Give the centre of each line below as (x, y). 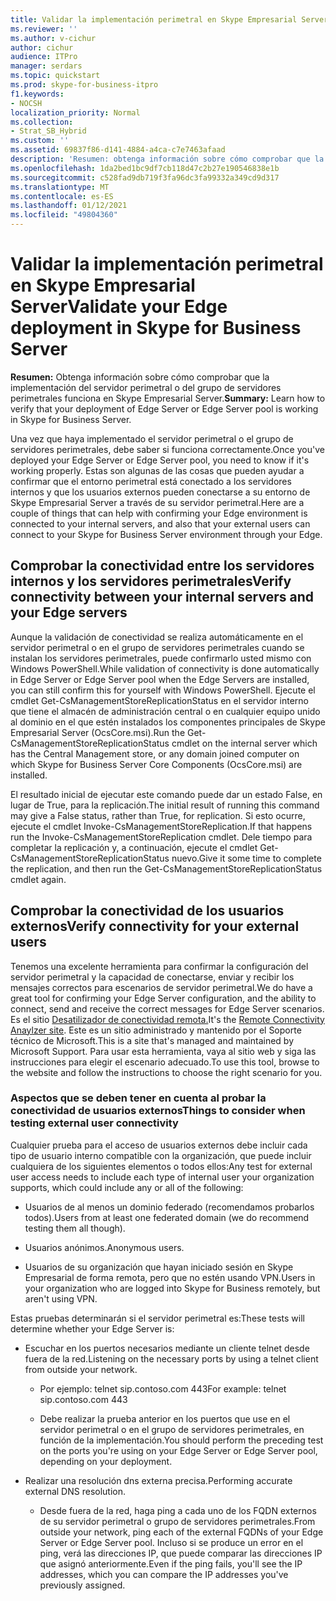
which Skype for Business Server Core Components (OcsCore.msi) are (156, 764)
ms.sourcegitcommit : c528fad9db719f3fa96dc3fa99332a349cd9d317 (145, 177)
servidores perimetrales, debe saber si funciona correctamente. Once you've (167, 449)
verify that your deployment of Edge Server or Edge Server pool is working (164, 408)
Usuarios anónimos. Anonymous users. (104, 1247)
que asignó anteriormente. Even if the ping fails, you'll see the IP (171, 1563)
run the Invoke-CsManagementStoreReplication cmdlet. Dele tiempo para (161, 837)
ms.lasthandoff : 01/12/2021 (69, 206)
